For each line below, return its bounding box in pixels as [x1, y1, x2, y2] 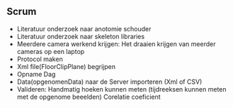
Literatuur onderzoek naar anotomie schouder [16, 24, 152, 33]
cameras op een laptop [16, 47, 85, 55]
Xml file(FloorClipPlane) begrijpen [16, 62, 116, 70]
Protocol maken [16, 55, 63, 63]
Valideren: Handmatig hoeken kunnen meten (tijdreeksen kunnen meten [16, 85, 227, 93]
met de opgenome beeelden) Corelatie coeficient [16, 92, 161, 101]
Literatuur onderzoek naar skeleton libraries [16, 32, 145, 40]
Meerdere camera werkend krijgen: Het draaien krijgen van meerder [16, 39, 216, 48]
